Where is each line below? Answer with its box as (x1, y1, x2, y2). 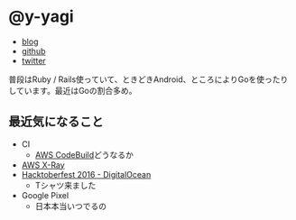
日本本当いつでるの (34, 200, 107, 211)
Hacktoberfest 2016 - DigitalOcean (21, 169, 152, 179)
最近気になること (8, 115, 104, 130)
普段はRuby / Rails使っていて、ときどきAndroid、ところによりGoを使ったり (8, 74, 289, 85)
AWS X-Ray (21, 160, 65, 170)
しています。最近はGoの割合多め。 (8, 85, 137, 96)
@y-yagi (8, 6, 74, 27)
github (21, 45, 46, 56)
